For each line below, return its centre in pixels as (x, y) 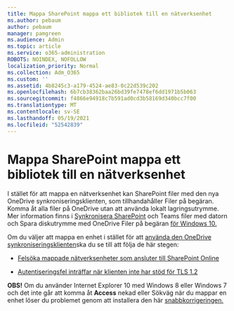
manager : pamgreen (34, 33)
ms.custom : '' (28, 79)
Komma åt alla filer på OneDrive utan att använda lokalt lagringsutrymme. (113, 209)
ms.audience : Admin (36, 40)
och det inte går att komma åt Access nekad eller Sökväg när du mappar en (117, 293)
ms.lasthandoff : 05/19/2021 (48, 118)
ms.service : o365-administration (56, 53)
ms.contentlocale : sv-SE (44, 112)
